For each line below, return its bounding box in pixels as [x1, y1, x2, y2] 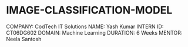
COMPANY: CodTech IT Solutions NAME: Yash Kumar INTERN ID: [6, 23, 164, 30]
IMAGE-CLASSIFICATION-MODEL [6, 4, 173, 17]
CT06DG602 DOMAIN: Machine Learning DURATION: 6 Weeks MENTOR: [6, 29, 183, 36]
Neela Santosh [6, 35, 42, 42]
